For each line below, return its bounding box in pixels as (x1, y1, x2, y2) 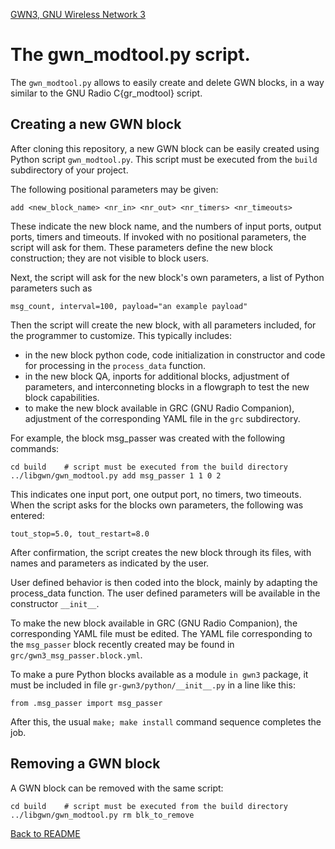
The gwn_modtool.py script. (10, 44, 251, 66)
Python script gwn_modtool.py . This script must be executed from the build (10, 153, 318, 165)
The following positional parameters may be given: (10, 183, 219, 195)
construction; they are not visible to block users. (10, 252, 210, 264)
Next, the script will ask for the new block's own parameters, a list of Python (10, 271, 325, 283)
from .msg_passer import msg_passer (10, 698, 163, 708)
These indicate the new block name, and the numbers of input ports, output (10, 220, 322, 232)
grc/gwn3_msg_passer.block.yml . (10, 649, 143, 661)
